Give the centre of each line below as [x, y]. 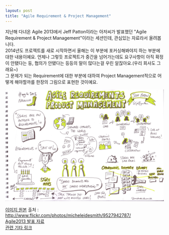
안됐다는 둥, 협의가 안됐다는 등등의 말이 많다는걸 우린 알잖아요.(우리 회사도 [83, 63]
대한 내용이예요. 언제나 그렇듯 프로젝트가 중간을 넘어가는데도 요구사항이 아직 [80, 57]
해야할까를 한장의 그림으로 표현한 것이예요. [56, 82]
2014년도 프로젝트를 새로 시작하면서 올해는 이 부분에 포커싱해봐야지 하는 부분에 [83, 50]
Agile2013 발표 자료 [25, 221]
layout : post [19, 11]
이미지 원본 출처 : [22, 209]
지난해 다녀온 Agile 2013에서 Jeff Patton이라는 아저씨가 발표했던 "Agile [76, 31]
